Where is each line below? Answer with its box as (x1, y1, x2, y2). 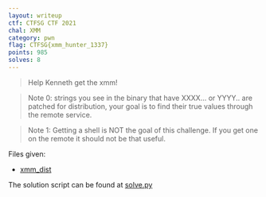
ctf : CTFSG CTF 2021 (8, 19, 77, 27)
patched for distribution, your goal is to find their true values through (27, 101, 253, 111)
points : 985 (8, 48, 48, 56)
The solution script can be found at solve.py (8, 180, 153, 189)
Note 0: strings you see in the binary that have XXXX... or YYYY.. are (27, 93, 253, 102)
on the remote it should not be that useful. (27, 133, 166, 143)
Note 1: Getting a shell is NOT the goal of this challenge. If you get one (27, 125, 259, 135)
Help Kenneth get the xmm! (27, 77, 118, 87)
